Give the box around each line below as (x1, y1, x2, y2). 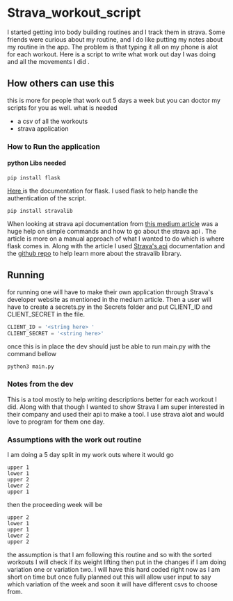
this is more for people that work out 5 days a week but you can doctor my (7, 96, 221, 104)
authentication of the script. (7, 193, 87, 202)
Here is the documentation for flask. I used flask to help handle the (7, 186, 198, 195)
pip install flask (7, 174, 61, 182)
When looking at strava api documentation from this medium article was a (7, 219, 218, 227)
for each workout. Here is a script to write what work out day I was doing (7, 50, 216, 58)
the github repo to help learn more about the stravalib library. (7, 249, 182, 257)
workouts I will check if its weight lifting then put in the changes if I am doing (7, 558, 227, 566)
